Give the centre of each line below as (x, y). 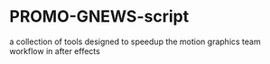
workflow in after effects (55, 50)
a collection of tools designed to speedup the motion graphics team (135, 41)
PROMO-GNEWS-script (99, 17)
